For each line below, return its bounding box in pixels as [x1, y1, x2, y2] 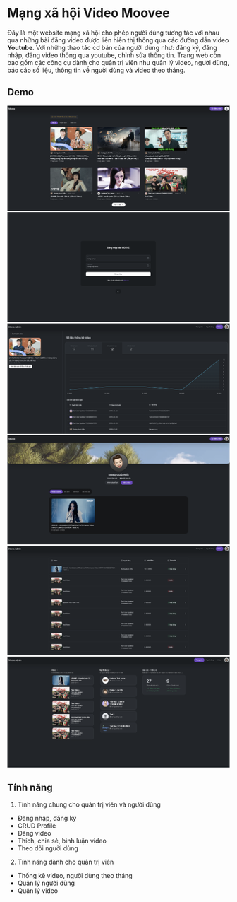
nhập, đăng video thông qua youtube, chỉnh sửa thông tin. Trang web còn [7, 51, 221, 59]
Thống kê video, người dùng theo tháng [17, 871, 133, 879]
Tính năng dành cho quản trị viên [17, 857, 114, 866]
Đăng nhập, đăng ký [17, 814, 77, 822]
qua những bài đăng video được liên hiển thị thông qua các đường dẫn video [7, 35, 229, 44]
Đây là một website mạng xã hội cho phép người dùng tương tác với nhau [7, 28, 220, 37]
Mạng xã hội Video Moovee [7, 5, 171, 21]
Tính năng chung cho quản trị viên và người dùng [17, 800, 161, 809]
